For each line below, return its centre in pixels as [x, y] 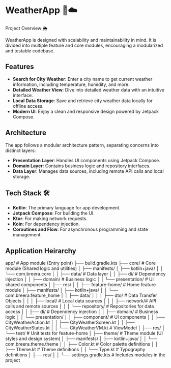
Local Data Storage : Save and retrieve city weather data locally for [82, 101]
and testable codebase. [30, 51]
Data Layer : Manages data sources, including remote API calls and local [88, 171]
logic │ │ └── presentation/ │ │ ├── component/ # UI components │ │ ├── [85, 317]
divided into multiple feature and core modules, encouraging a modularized [84, 45]
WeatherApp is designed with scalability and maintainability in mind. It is [81, 40]
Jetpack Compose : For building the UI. [54, 213]
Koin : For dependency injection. [46, 224]
